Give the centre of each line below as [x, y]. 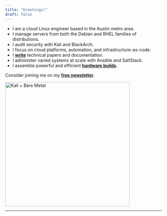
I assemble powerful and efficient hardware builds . [65, 66]
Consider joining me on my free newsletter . [50, 75]
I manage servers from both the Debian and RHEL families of [74, 34]
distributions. [26, 39]
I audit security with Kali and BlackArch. [53, 44]
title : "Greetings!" [27, 10]
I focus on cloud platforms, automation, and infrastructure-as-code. [82, 50]
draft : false [19, 14]
